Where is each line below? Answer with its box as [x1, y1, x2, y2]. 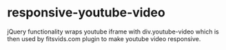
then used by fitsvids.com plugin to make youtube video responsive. [7, 34, 201, 42]
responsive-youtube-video [7, 5, 165, 21]
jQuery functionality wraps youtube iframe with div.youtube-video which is [7, 27, 219, 36]
